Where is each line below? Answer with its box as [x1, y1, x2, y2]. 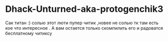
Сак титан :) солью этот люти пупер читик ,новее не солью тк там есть [5, 20, 159, 26]
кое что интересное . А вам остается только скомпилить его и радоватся [5, 25, 163, 31]
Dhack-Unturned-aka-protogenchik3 [5, 3, 163, 15]
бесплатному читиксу [5, 30, 52, 36]
